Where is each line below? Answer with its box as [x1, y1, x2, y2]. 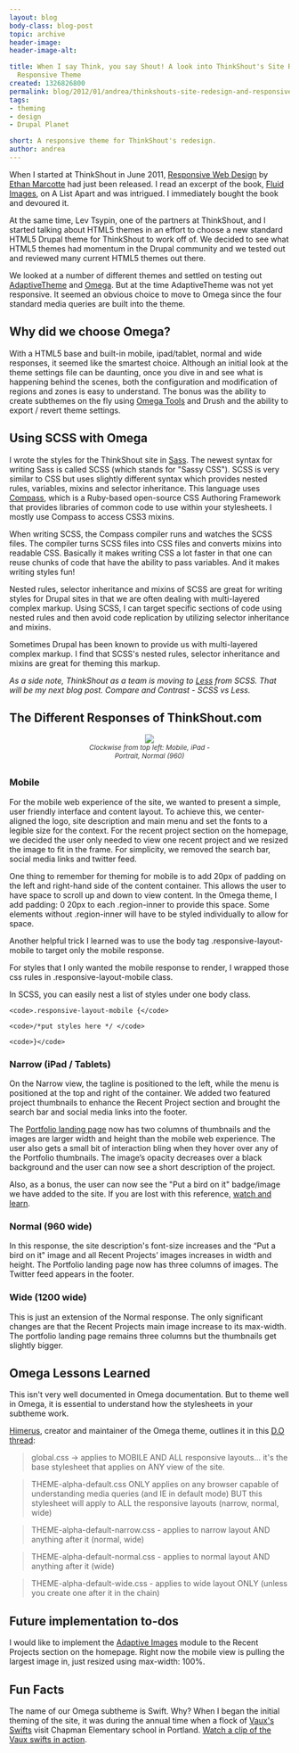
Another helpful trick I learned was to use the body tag [9, 935, 210, 946]
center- [237, 806, 265, 817]
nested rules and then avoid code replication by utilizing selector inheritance [9, 612, 290, 622]
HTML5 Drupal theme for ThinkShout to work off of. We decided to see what [9, 234, 289, 244]
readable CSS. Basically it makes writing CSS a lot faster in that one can [9, 547, 273, 558]
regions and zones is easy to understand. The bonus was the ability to [9, 385, 267, 397]
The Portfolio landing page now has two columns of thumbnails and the [9, 1123, 271, 1134]
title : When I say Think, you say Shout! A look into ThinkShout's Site [9, 62, 285, 71]
